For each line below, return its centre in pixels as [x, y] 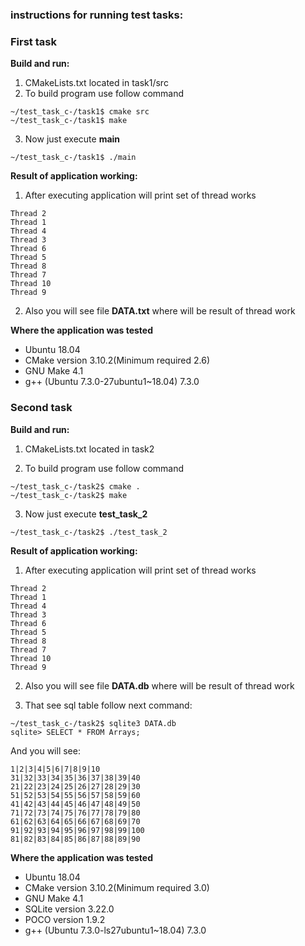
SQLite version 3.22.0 [69, 909]
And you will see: [45, 750]
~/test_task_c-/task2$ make [69, 495]
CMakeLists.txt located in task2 [89, 449]
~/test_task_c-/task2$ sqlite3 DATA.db [93, 723]
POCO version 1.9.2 [65, 919]
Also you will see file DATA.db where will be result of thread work [159, 685]
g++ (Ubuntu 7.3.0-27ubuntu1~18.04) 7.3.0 [112, 382]
